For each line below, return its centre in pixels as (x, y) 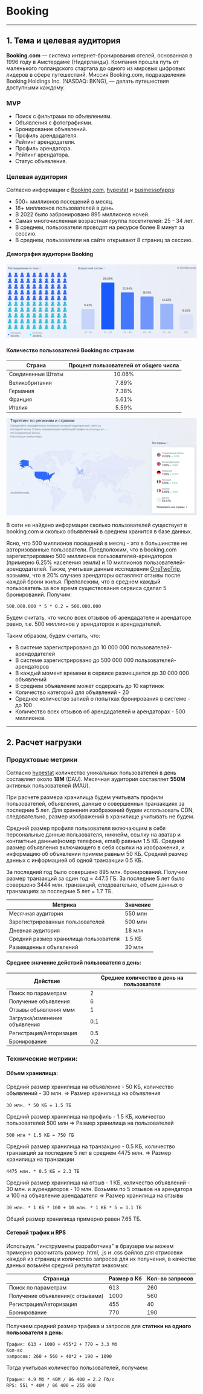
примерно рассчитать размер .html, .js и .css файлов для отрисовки (95, 1252)
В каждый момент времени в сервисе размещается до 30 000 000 (102, 673)
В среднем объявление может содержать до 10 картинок (89, 686)
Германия (21, 391)
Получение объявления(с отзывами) (56, 1296)
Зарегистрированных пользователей (56, 922)
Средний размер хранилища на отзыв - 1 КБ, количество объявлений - (98, 1183)
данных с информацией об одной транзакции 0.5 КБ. (75, 860)
